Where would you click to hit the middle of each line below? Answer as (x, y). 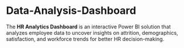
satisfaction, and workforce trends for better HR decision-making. (85, 39)
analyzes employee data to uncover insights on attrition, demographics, (92, 32)
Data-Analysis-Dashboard (71, 11)
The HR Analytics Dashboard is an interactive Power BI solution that (88, 27)
